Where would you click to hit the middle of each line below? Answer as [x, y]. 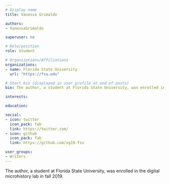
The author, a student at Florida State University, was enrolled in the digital [82, 170]
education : [17, 106]
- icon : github [21, 133]
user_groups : [19, 152]
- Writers [16, 156]
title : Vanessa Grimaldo [31, 15]
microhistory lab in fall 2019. [34, 176]
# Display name [21, 10]
